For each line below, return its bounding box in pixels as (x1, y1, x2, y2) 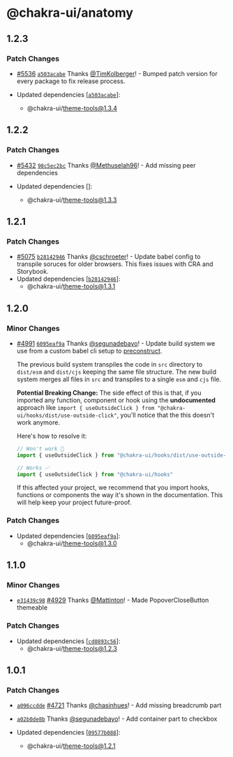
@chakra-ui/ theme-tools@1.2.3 (27, 644, 118, 652)
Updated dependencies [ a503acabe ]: (16, 90, 121, 98)
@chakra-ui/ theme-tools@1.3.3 (27, 196, 117, 204)
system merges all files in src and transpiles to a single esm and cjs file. (16, 375, 222, 383)
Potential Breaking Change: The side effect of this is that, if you (16, 388, 202, 397)
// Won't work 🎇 (16, 445, 64, 452)
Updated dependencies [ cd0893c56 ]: (16, 637, 121, 645)
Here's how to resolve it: (16, 432, 87, 440)
